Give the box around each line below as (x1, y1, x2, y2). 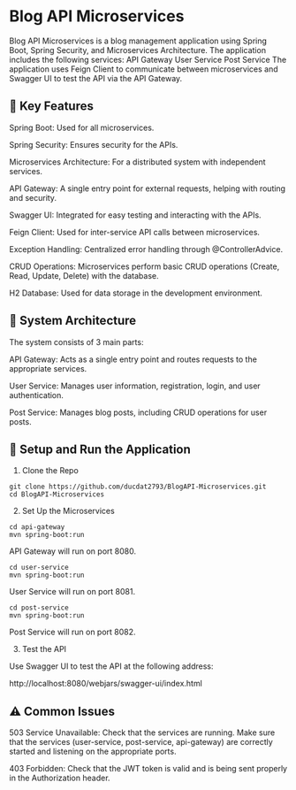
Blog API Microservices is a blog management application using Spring (9, 35, 268, 46)
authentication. (9, 389, 65, 400)
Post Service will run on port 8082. (9, 626, 136, 638)
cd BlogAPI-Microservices (9, 490, 104, 499)
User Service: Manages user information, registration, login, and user (9, 380, 261, 391)
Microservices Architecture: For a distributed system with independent (9, 157, 267, 167)
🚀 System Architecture (9, 313, 137, 328)
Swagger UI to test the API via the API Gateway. (9, 73, 183, 83)
